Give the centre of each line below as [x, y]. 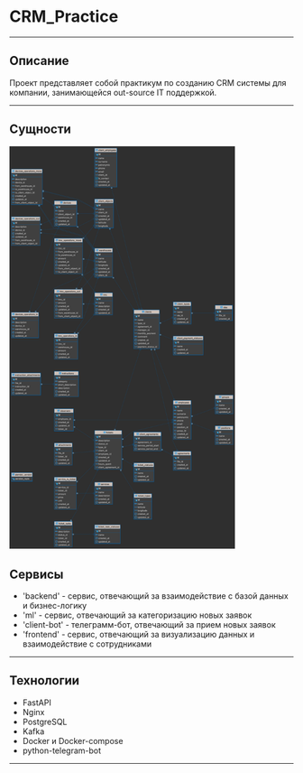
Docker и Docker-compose [73, 740]
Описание [39, 61]
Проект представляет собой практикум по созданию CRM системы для [148, 82]
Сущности [41, 130]
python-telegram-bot [62, 750]
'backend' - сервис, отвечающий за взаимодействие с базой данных [155, 596]
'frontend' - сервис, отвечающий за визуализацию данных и [138, 634]
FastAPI [37, 703]
